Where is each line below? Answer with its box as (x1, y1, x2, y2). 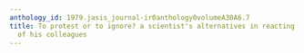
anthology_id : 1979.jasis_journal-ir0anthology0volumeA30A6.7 (9, 13, 250, 22)
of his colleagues (17, 30, 88, 39)
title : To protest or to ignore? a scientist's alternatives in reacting (9, 22, 296, 31)
